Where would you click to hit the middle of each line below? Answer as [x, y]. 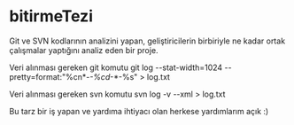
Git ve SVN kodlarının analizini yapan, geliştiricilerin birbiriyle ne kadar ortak [147, 41]
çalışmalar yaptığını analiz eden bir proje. [84, 50]
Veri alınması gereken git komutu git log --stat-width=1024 [116, 67]
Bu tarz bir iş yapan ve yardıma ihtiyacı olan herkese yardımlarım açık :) [139, 111]
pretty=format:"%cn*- [50, 76]
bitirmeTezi [51, 16]
